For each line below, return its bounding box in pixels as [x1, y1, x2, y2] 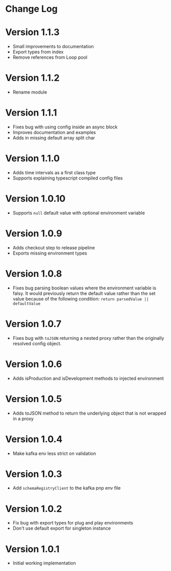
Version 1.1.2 [5, 72, 60, 84]
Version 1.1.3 [5, 27, 60, 38]
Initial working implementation [12, 560, 76, 566]
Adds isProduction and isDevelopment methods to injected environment [12, 375, 164, 381]
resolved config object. [12, 340, 62, 347]
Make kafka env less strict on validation [12, 450, 96, 456]
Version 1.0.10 [5, 193, 66, 204]
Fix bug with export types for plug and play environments [12, 520, 134, 526]
